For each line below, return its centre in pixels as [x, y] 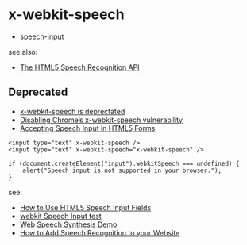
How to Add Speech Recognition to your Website [100, 232]
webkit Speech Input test [60, 216]
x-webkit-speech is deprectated [72, 111]
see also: [23, 52]
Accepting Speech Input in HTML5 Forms [87, 128]
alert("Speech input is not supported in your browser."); [122, 170]
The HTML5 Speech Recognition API [80, 67]
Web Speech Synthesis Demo [68, 224]
